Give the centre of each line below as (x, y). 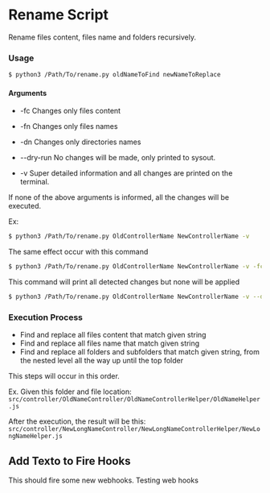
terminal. (35, 182)
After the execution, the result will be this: (77, 421)
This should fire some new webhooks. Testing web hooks (104, 480)
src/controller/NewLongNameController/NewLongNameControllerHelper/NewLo (135, 429)
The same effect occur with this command (78, 252)
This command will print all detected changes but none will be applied (124, 282)
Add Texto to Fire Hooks (70, 461)
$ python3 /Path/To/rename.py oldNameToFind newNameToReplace (115, 75)
